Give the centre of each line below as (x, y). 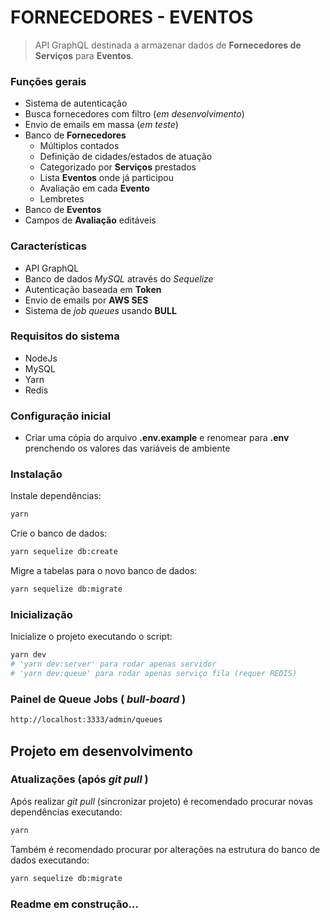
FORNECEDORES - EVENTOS (132, 17)
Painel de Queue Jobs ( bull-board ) (98, 699)
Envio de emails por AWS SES (86, 300)
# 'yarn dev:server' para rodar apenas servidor (113, 664)
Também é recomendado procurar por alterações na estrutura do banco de (165, 849)
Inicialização (41, 614)
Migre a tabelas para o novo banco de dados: (104, 571)
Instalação (36, 474)
